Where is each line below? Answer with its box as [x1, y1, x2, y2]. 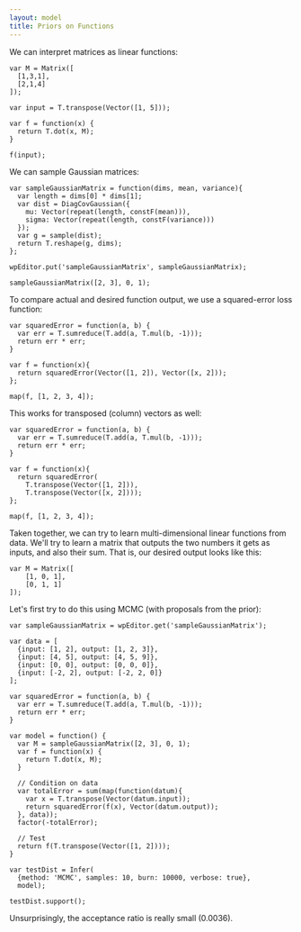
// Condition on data [17, 778, 99, 788]
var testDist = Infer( [9, 865, 94, 874]
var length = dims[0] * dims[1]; [17, 191, 143, 201]
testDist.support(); [9, 897, 87, 906]
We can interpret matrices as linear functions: [9, 46, 178, 57]
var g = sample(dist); [17, 231, 102, 240]
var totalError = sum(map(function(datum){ [17, 786, 182, 795]
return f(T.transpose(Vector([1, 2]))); [17, 841, 171, 851]
